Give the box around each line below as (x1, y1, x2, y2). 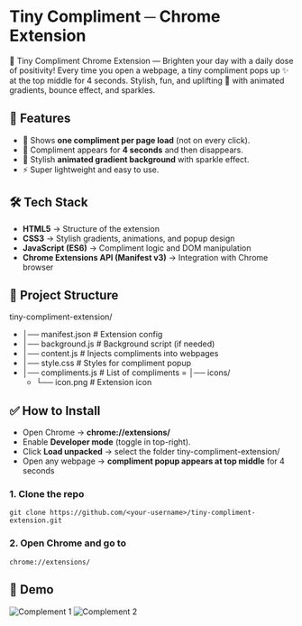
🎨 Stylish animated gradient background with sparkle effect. (22, 153, 250, 164)
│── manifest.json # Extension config (22, 329, 163, 340)
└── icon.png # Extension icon (35, 377, 152, 388)
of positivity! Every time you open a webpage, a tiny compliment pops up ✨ (9, 65, 289, 76)
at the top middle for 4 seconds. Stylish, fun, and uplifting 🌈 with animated (9, 75, 285, 86)
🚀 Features (9, 111, 71, 126)
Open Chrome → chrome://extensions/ (22, 427, 171, 438)
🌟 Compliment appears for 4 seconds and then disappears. (22, 144, 243, 155)
